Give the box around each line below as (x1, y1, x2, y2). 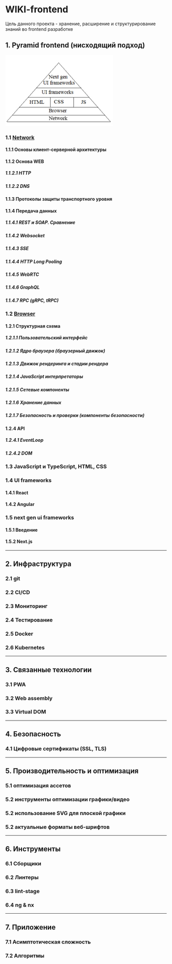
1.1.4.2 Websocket (5, 232, 45, 238)
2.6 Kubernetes (5, 644, 45, 651)
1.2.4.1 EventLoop (5, 437, 44, 443)
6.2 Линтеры (5, 874, 39, 881)
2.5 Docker (5, 630, 33, 637)
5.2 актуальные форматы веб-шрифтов (5, 823, 110, 830)
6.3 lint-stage (5, 887, 40, 895)
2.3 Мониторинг (5, 602, 48, 610)
